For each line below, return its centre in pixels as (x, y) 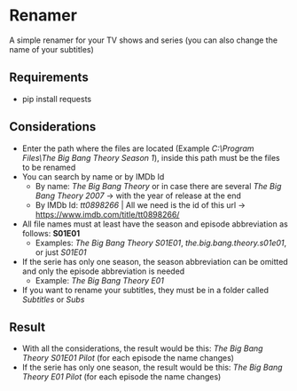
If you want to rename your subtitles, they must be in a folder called (145, 290)
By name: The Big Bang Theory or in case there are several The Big (158, 186)
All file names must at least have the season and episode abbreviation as (155, 224)
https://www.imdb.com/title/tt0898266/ (107, 214)
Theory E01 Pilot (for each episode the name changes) (121, 377)
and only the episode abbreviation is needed (103, 271)
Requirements (49, 78)
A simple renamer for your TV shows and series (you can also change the (143, 40)
